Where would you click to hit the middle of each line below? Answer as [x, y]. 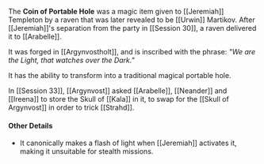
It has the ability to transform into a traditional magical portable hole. [120, 75]
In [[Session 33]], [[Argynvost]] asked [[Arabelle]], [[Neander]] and [118, 91]
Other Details [31, 125]
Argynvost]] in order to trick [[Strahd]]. [71, 107]
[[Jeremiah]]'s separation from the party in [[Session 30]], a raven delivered [132, 28]
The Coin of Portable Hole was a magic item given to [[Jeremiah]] [116, 11]
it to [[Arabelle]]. [35, 36]
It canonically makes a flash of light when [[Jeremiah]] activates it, [128, 143]
